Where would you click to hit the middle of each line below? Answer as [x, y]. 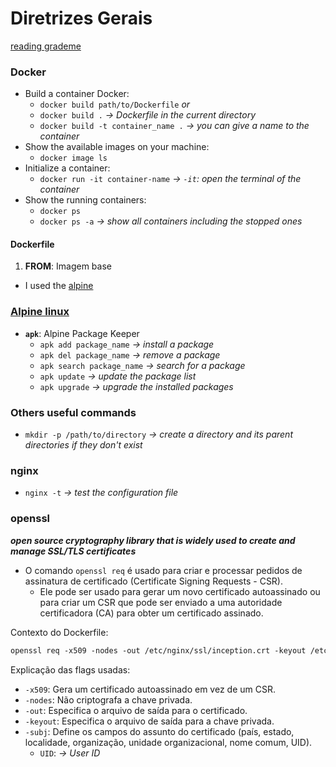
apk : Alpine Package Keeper [82, 333]
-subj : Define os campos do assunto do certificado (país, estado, [159, 731]
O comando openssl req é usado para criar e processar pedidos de [163, 570]
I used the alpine [59, 286]
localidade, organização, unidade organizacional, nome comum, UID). [168, 742]
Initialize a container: [67, 168]
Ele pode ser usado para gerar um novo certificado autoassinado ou [180, 591]
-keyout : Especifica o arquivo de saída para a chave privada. [149, 721]
